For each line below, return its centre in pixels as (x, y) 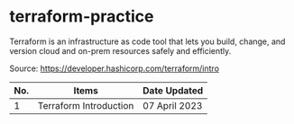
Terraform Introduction (86, 105)
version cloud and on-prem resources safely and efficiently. (120, 50)
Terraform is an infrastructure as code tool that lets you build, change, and (147, 41)
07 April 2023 (173, 105)
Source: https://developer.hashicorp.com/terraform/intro (114, 68)
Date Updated (173, 90)
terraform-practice (82, 17)
